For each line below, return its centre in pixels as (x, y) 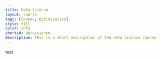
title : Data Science (27, 10)
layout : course (21, 14)
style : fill (18, 24)
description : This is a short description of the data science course (81, 38)
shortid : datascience (28, 33)
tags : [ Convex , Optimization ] (37, 19)
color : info (18, 28)
